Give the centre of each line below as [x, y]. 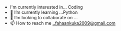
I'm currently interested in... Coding [46, 7]
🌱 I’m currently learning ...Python [44, 12]
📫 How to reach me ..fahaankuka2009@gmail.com [63, 23]
